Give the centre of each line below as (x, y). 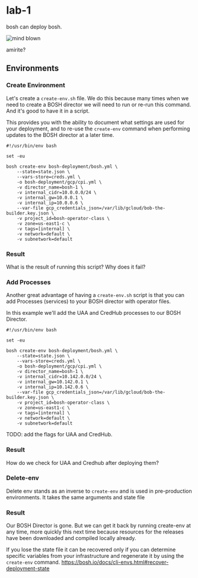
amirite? (16, 50)
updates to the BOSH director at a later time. (60, 135)
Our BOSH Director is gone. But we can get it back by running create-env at (99, 526)
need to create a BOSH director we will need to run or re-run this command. (99, 104)
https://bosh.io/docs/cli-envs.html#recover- (115, 562)
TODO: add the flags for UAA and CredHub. (59, 435)
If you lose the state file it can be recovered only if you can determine (91, 550)
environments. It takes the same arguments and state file (76, 497)
